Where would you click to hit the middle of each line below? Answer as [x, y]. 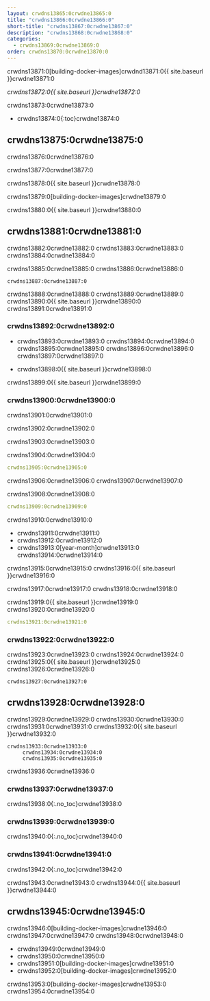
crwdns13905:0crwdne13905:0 [47, 468]
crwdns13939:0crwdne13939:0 [61, 822]
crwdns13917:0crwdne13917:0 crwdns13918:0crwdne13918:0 [92, 588]
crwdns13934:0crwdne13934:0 [62, 752]
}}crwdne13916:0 [31, 575]
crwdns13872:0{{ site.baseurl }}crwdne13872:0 [74, 92]
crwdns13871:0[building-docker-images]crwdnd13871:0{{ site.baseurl [105, 71]
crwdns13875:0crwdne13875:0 [75, 140]
